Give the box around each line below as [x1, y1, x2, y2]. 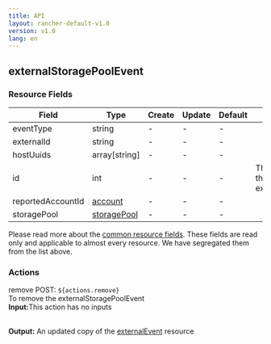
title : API [8, 11, 45, 20]
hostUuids [12, 149, 52, 160]
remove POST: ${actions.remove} [8, 285, 119, 295]
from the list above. [8, 246, 73, 256]
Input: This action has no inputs [8, 302, 112, 312]
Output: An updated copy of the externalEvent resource [8, 326, 194, 336]
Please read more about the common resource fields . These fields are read [8, 229, 258, 239]
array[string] [92, 149, 140, 160]
